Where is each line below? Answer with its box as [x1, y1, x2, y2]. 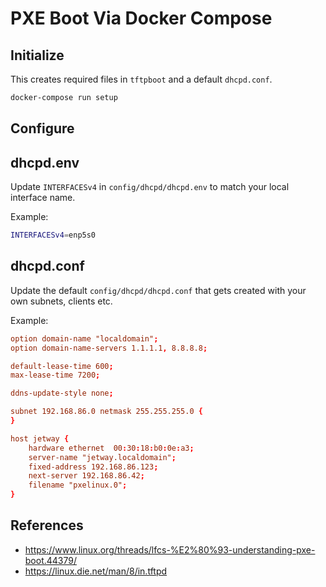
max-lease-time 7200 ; [10, 370, 101, 381]
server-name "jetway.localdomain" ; [28, 452, 177, 462]
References [10, 517, 84, 534]
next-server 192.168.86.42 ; [28, 471, 145, 481]
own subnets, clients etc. [10, 295, 113, 307]
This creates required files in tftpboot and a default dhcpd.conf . [10, 73, 273, 85]
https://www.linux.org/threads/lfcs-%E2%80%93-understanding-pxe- [24, 543, 316, 556]
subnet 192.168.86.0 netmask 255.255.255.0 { [10, 407, 203, 417]
